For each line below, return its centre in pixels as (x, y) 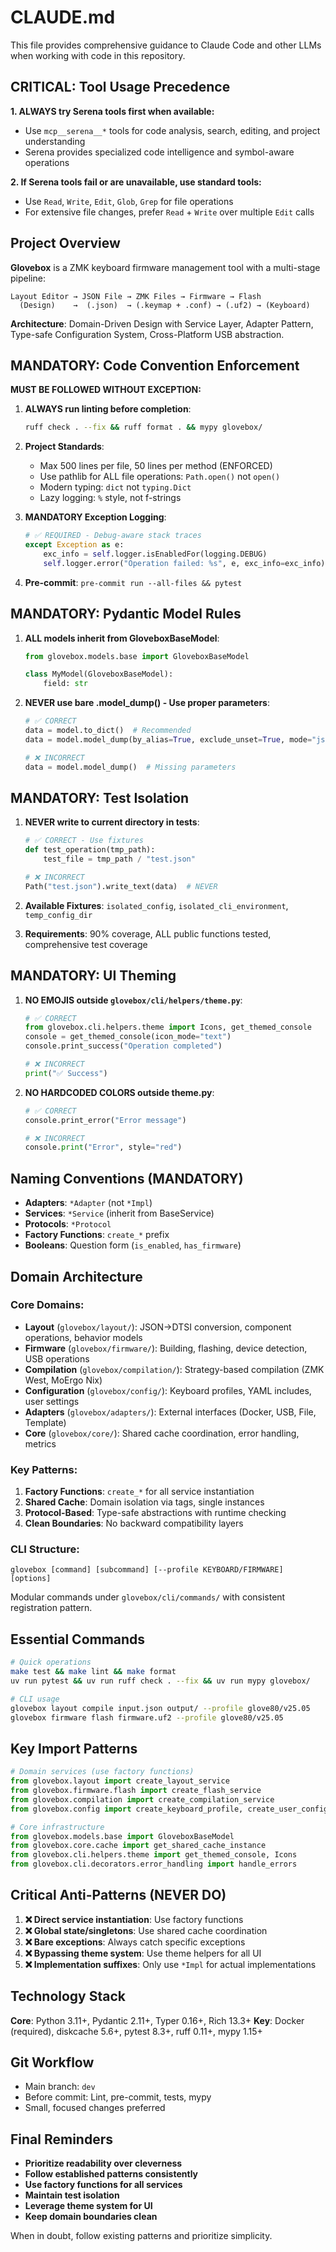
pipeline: (28, 278)
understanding (55, 141)
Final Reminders (61, 2139)
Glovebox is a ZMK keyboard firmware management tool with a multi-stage (165, 267)
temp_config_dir (58, 915)
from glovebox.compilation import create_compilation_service (142, 1799)
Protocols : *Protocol (68, 1224)
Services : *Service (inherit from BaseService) (119, 1213)
